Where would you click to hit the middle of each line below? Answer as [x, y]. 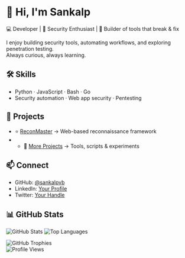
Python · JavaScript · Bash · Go [52, 92]
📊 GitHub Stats [35, 215]
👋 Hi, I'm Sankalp [48, 12]
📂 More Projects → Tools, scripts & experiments [82, 146]
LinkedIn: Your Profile [41, 189]
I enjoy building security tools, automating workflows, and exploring [89, 42]
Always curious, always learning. [46, 55]
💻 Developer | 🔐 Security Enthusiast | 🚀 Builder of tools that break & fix [92, 28]
